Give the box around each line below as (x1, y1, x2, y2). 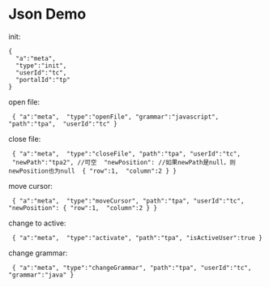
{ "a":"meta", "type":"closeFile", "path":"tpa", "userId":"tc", (11, 149, 241, 158)
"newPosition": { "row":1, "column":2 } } (8, 203, 158, 212)
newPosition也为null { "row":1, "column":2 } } (8, 167, 177, 175)
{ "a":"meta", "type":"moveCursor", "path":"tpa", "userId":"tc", (11, 196, 245, 205)
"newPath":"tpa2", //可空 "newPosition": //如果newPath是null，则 (11, 158, 237, 166)
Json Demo (8, 5, 87, 24)
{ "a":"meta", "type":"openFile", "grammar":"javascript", (11, 113, 220, 121)
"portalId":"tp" (15, 75, 70, 84)
